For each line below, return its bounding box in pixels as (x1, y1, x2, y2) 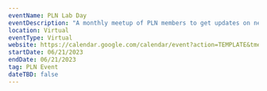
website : (8, 41, 37, 49)
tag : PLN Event (8, 63, 59, 71)
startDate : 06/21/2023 (8, 48, 83, 56)
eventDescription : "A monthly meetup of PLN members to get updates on (8, 19, 250, 27)
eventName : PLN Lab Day (8, 11, 87, 20)
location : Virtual (8, 26, 69, 34)
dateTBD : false (8, 70, 59, 78)
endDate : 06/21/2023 (8, 56, 77, 64)
